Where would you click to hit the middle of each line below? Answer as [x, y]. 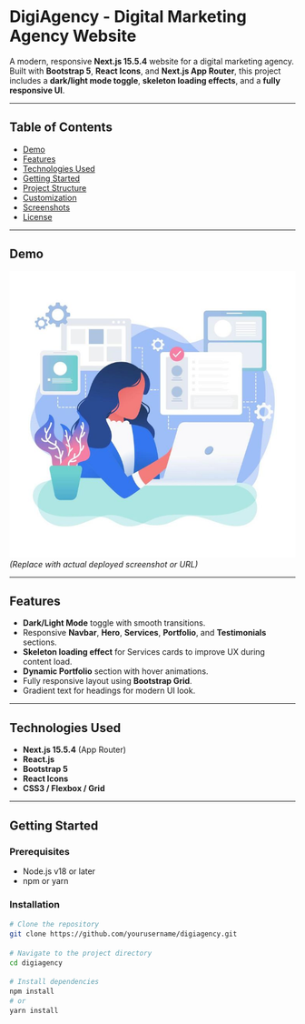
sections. [39, 642]
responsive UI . [37, 90]
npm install [32, 992]
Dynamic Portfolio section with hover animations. [115, 671]
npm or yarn [45, 880]
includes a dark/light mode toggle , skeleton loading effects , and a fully [145, 80]
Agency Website [73, 36]
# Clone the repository [54, 925]
